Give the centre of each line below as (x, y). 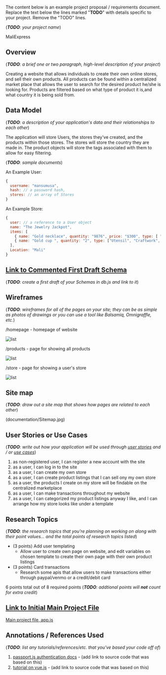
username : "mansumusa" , (34, 186)
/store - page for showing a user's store (46, 368)
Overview (21, 52)
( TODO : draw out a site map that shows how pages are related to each (78, 405)
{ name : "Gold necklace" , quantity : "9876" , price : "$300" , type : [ (86, 236)
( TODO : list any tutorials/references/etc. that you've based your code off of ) (83, 647)
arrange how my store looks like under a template (63, 504)
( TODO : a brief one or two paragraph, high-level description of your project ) (83, 64)
